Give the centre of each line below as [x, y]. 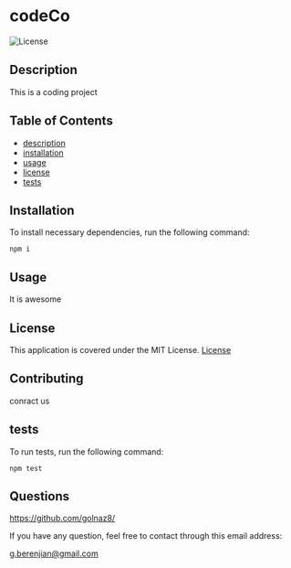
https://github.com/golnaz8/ [62, 519]
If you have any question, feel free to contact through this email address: [146, 536]
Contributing [47, 379]
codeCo [40, 16]
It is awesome [36, 299]
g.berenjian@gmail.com [54, 553]
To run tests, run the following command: [87, 451]
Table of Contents [62, 121]
